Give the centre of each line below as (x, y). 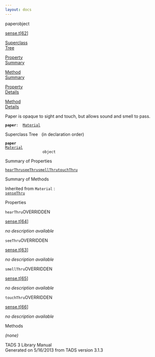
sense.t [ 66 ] (17, 306)
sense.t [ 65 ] (17, 278)
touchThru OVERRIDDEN (29, 297)
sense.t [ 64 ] (17, 221)
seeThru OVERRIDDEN (26, 240)
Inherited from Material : (30, 188)
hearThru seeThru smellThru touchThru (41, 170)
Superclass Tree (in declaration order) (45, 134)
